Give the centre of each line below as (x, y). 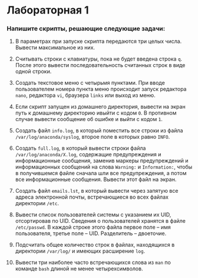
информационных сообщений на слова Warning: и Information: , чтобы (104, 167)
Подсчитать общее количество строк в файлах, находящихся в (95, 245)
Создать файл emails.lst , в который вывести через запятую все (97, 191)
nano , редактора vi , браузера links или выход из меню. (85, 95)
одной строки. (33, 72)
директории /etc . (37, 203)
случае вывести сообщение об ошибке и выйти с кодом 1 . (89, 119)
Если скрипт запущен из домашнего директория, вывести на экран (100, 107)
